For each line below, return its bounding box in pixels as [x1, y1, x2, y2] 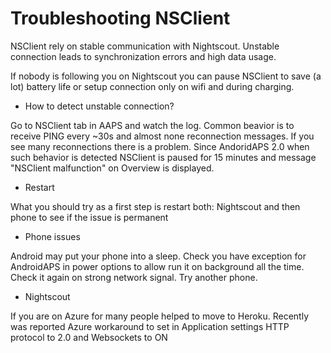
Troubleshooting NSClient [10, 7, 231, 30]
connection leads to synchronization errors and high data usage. [10, 50, 277, 62]
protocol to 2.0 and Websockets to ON [10, 331, 168, 343]
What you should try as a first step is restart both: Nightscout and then [10, 200, 301, 212]
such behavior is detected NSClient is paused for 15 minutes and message [10, 151, 317, 163]
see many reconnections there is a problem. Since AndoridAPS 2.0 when [10, 140, 310, 152]
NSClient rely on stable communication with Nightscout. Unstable [10, 40, 280, 52]
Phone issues [24, 230, 81, 242]
